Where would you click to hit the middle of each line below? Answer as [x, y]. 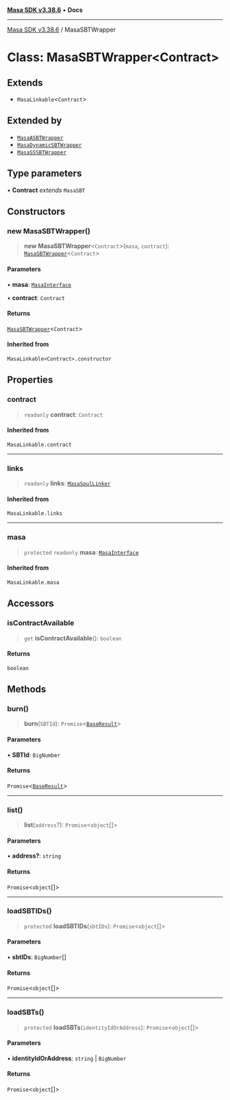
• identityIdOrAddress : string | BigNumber [67, 1058]
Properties [30, 380]
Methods [27, 689]
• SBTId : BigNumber [34, 755]
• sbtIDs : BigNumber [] [37, 957]
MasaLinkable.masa [33, 582]
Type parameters [44, 173]
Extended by [35, 121]
